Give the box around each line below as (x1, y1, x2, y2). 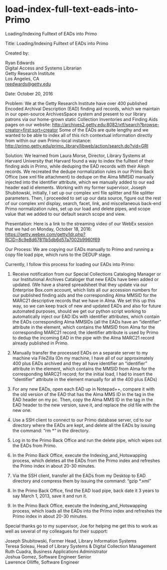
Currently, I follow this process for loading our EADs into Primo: (5, 261, 135, 267)
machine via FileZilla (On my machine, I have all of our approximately (12, 355, 154, 361)
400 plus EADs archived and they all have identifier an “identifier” (12, 360, 148, 366)
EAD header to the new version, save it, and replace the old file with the (12, 401, 160, 408)
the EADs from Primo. (12, 442, 57, 448)
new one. (12, 407, 32, 413)
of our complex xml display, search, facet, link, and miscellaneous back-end (5, 200, 161, 206)
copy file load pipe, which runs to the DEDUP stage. (5, 251, 112, 257)
